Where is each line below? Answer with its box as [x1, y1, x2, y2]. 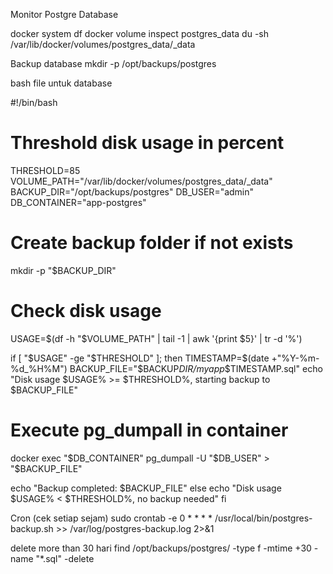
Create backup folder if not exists [10, 232, 294, 254]
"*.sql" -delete [35, 552, 95, 564]
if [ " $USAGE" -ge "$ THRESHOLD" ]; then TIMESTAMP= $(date [10, 352, 270, 364]
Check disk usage [10, 300, 162, 323]
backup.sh [10, 522, 54, 534]
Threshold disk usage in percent [10, 132, 285, 154]
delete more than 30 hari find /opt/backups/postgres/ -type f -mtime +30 [10, 542, 312, 554]
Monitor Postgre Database [10, 9, 119, 20]
